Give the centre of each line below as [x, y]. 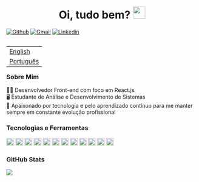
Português [24, 61]
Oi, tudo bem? [95, 15]
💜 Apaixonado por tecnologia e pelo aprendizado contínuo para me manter [99, 106]
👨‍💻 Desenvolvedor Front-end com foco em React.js [70, 90]
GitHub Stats [25, 159]
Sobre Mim [23, 77]
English [20, 51]
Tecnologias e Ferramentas [47, 128]
